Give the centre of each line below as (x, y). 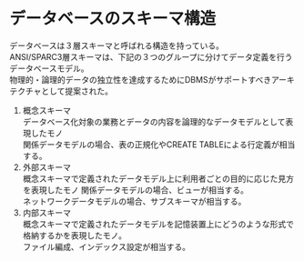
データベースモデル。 (49, 68)
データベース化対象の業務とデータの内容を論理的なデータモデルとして (154, 121)
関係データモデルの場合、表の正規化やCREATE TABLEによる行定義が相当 (159, 144)
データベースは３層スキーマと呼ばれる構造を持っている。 (117, 45)
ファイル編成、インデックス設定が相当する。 (106, 246)
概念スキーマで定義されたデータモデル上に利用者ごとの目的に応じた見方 (158, 178)
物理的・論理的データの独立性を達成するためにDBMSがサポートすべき (140, 79)
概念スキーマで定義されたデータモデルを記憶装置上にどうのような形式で (158, 224)
